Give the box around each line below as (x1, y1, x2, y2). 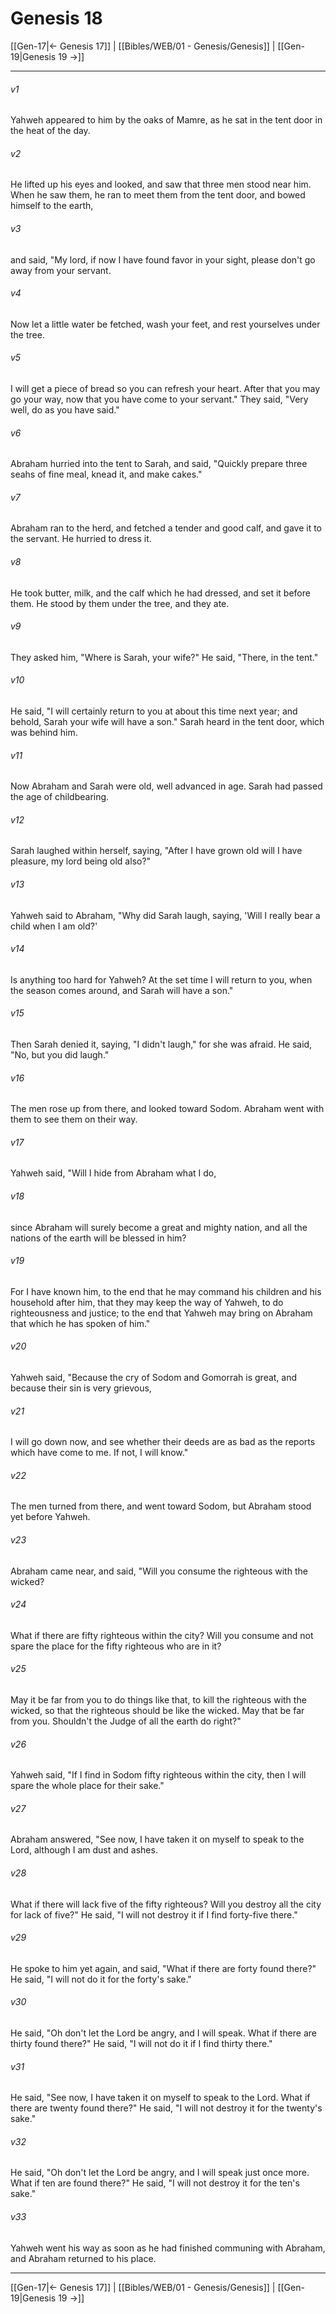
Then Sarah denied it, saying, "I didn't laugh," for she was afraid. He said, (10, 1038, 313, 1050)
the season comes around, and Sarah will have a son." (10, 984, 234, 996)
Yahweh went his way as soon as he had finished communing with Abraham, (10, 2242, 326, 2254)
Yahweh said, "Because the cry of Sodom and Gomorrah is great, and (10, 1372, 298, 1383)
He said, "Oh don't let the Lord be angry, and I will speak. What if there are (10, 2027, 317, 2039)
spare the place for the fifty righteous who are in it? (10, 1640, 222, 1652)
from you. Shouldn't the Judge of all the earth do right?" (10, 1715, 242, 1727)
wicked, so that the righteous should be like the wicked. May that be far (10, 1705, 305, 1717)
